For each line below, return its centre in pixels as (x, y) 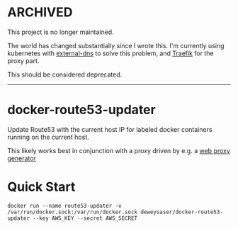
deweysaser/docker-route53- (182, 212)
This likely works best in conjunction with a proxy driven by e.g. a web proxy (119, 150)
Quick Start (41, 187)
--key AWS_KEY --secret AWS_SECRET (85, 218)
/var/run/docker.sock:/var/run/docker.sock (73, 212)
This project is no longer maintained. (61, 32)
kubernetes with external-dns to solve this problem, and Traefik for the (110, 53)
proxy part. (23, 60)
